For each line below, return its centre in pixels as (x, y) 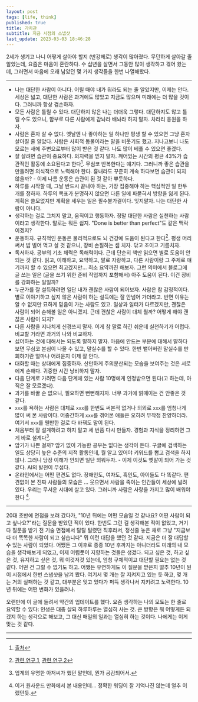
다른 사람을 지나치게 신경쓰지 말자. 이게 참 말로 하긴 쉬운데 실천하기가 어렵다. (103, 326)
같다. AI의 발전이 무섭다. (42, 467)
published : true (26, 22)
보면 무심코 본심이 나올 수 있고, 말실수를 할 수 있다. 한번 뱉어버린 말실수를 (98, 349)
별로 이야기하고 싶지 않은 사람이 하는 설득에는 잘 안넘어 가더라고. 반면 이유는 (102, 297)
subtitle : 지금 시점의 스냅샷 (38, 34)
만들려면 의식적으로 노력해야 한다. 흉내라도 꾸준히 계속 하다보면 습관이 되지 (100, 171)
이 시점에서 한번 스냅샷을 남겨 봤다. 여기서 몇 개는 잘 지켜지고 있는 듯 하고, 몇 (94, 574)
